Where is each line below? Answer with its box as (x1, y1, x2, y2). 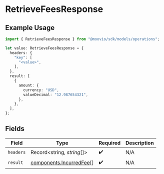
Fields (5, 124, 25, 133)
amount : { (18, 82, 39, 88)
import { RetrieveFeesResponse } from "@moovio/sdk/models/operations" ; (5, 36, 160, 41)
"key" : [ (14, 55, 32, 60)
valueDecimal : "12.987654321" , (23, 92, 88, 97)
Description (125, 139, 154, 146)
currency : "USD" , (23, 87, 59, 92)
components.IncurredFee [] (30, 159, 94, 166)
